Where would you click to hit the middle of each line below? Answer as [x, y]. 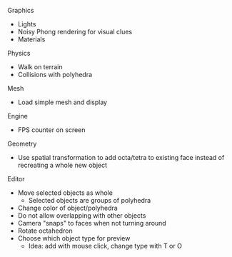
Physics [19, 53]
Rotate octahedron [45, 231]
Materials [31, 39]
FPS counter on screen [51, 130]
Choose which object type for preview [74, 238]
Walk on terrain [40, 67]
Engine [18, 116]
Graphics [21, 10]
